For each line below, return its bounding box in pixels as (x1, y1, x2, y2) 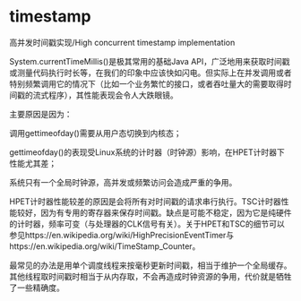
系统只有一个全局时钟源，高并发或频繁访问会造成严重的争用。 (9, 176, 237, 187)
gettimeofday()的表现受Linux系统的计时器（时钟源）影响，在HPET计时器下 (9, 146, 285, 158)
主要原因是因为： (9, 108, 73, 119)
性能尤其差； (9, 158, 56, 168)
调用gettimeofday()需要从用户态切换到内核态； (9, 127, 182, 138)
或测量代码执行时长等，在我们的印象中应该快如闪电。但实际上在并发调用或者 (9, 67, 292, 78)
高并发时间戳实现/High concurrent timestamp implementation (9, 37, 236, 47)
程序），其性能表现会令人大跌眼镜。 (47, 90, 178, 100)
